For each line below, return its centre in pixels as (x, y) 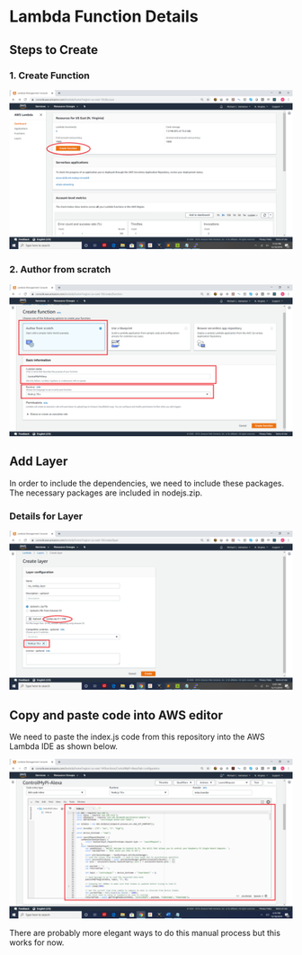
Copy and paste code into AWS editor (116, 715)
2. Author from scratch (60, 270)
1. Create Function (49, 76)
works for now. (37, 942)
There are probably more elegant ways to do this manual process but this (145, 933)
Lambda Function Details (104, 17)
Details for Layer (46, 516)
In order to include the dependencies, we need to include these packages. (147, 483)
